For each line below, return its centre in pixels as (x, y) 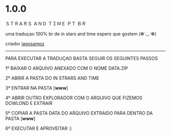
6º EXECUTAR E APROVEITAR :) (39, 128)
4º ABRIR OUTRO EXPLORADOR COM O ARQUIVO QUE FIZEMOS (74, 98)
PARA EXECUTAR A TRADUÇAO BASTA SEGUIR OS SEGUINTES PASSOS (82, 58)
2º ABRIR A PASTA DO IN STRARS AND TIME (52, 78)
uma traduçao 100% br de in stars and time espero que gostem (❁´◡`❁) (81, 34)
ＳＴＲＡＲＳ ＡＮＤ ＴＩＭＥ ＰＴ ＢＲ (46, 23)
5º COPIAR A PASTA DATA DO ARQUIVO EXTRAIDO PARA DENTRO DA (79, 113)
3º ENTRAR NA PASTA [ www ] (37, 88)
